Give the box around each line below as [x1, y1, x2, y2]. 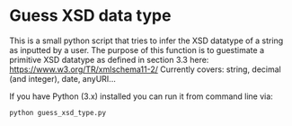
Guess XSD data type [9, 5, 172, 26]
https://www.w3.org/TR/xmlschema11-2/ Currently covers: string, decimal [9, 64, 281, 75]
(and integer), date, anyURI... [9, 73, 117, 84]
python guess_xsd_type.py [9, 108, 106, 117]
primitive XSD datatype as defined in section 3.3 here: [9, 54, 209, 65]
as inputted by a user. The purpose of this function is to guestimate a [9, 44, 265, 55]
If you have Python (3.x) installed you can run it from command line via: [9, 91, 274, 102]
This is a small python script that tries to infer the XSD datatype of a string [9, 35, 284, 46]
